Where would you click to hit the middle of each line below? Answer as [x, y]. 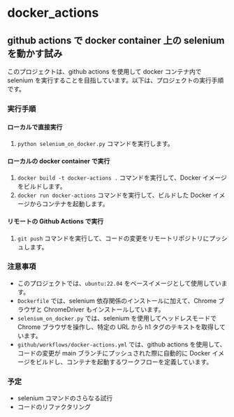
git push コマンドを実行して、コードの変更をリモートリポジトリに [113, 238]
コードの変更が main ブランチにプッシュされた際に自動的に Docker [114, 353]
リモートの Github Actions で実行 [56, 221]
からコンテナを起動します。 [70, 204]
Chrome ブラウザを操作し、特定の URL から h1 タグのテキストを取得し [118, 327]
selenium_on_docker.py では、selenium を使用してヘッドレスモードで [117, 318]
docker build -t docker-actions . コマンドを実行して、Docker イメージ [122, 178]
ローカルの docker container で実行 [59, 161]
